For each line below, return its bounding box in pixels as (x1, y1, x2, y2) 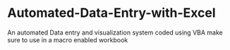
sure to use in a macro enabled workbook (7, 35, 128, 44)
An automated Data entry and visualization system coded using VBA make (7, 28, 224, 37)
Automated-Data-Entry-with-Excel (7, 5, 216, 21)
